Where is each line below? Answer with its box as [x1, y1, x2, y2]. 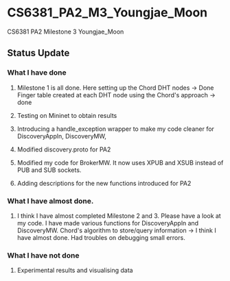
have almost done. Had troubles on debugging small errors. [16, 233, 185, 241]
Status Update [7, 47, 70, 59]
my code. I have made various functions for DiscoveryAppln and [16, 219, 199, 227]
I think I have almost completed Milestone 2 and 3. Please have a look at [16, 211, 221, 220]
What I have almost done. [7, 196, 94, 206]
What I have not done [7, 250, 80, 260]
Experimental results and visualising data [16, 266, 133, 275]
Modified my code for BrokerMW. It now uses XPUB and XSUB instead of [16, 158, 224, 167]
